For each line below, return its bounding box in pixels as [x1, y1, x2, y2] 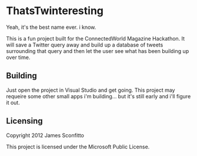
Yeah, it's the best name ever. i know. [6, 24, 96, 31]
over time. [6, 54, 31, 61]
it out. [6, 99, 21, 106]
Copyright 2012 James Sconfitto [6, 131, 84, 139]
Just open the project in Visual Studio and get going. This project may [6, 87, 175, 94]
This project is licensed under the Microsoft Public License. [6, 143, 150, 150]
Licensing [6, 116, 43, 126]
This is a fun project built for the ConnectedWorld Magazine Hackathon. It [6, 35, 185, 42]
